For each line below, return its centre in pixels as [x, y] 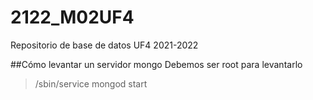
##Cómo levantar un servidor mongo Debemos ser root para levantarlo [156, 64]
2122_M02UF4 [72, 17]
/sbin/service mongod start [91, 83]
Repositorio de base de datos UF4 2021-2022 [104, 45]
